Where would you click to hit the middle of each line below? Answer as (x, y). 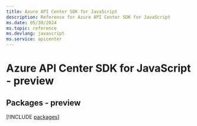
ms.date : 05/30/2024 (32, 22)
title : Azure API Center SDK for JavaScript (62, 12)
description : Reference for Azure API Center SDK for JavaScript (88, 17)
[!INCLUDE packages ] (33, 117)
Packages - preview (43, 103)
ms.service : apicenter (34, 39)
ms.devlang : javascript (35, 34)
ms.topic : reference (32, 28)
